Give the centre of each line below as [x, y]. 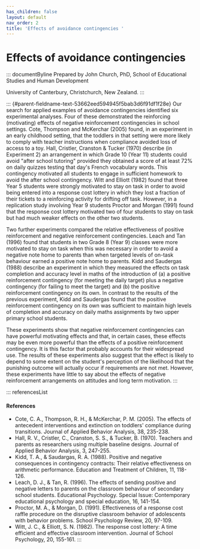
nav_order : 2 [22, 23]
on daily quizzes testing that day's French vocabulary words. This [87, 167]
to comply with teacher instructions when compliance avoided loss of [92, 142]
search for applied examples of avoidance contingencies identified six [92, 110]
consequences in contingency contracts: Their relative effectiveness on [103, 464]
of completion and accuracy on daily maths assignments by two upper [93, 312]
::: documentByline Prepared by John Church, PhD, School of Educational [96, 75]
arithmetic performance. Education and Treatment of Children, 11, [95, 470]
